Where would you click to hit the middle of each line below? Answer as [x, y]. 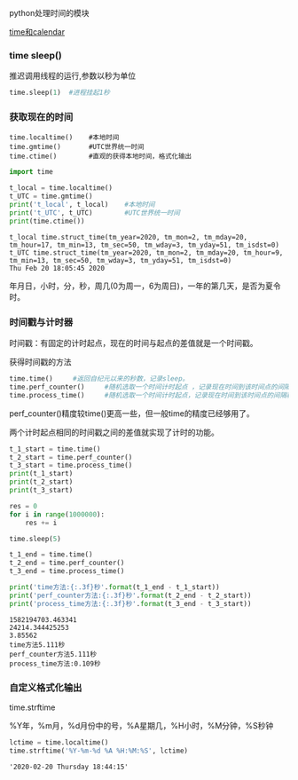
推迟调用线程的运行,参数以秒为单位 [73, 76]
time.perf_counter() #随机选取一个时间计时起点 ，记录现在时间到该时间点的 [143, 387]
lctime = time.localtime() [59, 742]
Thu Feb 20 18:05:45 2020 [57, 268]
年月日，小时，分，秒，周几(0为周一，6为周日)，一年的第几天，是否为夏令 [145, 286]
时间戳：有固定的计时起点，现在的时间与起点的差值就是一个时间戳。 [133, 343]
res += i [41, 523]
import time [31, 172]
